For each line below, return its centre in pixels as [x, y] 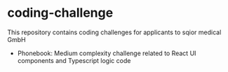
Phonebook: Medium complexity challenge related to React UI [107, 53]
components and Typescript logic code [74, 60]
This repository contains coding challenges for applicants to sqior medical [114, 32]
